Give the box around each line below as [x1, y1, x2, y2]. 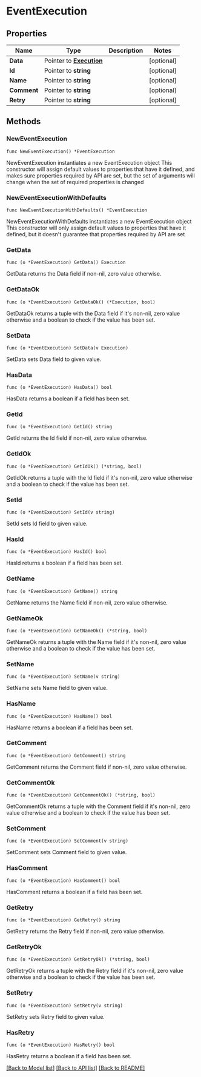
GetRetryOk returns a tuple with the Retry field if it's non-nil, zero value [6, 967, 183, 975]
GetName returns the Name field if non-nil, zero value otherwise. [6, 598, 168, 606]
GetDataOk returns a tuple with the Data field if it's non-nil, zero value [6, 310, 180, 317]
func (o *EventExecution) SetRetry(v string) [6, 1002, 123, 1009]
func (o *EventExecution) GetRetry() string [6, 917, 120, 923]
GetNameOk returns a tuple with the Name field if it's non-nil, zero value [6, 638, 186, 646]
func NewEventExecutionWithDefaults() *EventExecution [6, 207, 148, 213]
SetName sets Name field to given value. [6, 684, 108, 692]
